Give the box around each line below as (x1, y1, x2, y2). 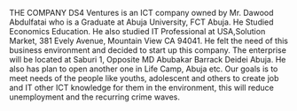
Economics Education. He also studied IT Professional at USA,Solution (9, 26, 266, 36)
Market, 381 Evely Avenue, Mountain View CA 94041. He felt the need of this (9, 35, 288, 46)
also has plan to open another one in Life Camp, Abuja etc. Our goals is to (9, 63, 278, 74)
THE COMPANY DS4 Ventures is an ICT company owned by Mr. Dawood (9, 8, 274, 18)
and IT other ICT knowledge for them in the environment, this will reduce (9, 83, 275, 92)
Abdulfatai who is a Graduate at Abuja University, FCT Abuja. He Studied (9, 17, 274, 27)
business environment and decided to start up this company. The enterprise (9, 45, 286, 55)
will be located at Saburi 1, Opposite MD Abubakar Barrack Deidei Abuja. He (9, 55, 286, 64)
